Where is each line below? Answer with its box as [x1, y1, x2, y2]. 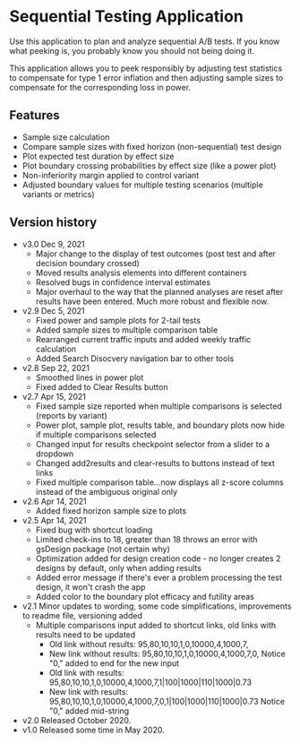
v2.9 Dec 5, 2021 [21, 305, 85, 316]
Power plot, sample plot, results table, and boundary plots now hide [35, 420, 285, 430]
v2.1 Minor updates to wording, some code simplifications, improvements [21, 601, 292, 611]
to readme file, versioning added [21, 610, 143, 620]
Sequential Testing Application [9, 6, 244, 27]
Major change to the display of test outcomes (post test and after [35, 248, 276, 259]
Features [9, 108, 60, 123]
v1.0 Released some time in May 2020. [21, 724, 165, 735]
